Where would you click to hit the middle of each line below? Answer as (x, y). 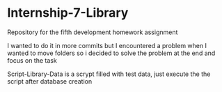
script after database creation (50, 81)
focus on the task (32, 60)
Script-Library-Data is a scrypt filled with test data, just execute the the (109, 74)
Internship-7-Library (68, 13)
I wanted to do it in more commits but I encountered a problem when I (107, 45)
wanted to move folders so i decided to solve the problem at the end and (111, 53)
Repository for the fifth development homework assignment (93, 32)
